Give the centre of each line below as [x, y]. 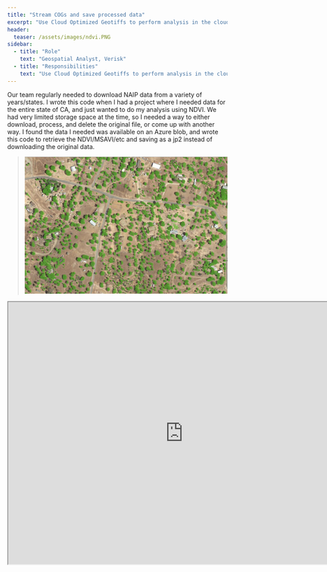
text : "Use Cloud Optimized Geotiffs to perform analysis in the [117, 73]
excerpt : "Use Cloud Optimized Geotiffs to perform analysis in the [109, 22]
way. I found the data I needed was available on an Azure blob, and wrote [113, 131]
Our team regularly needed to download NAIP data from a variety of [105, 94]
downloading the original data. [51, 146]
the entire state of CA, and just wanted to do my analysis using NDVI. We [112, 109]
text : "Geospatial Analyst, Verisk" [73, 59]
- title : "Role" [37, 52]
